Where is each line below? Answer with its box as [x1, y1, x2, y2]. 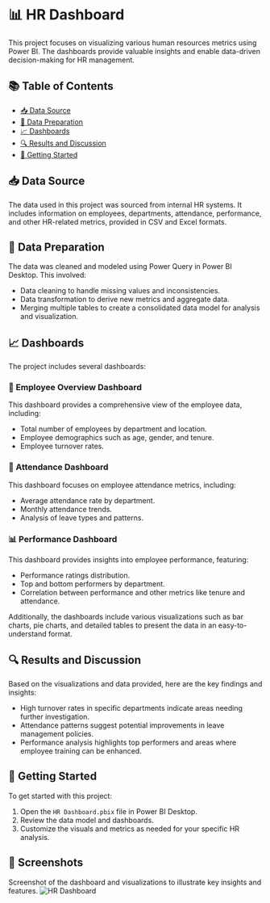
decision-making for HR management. [8, 55, 135, 65]
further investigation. [19, 712, 90, 721]
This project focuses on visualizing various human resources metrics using [8, 37, 257, 48]
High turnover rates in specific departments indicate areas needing [19, 703, 243, 712]
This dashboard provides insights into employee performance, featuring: [8, 555, 249, 565]
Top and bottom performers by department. [19, 579, 165, 589]
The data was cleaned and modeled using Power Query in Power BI [8, 262, 232, 271]
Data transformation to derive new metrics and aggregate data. [19, 295, 230, 304]
